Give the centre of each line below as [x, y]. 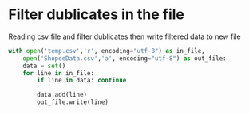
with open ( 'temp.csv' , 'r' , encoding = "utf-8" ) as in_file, [107, 51]
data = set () [44, 66]
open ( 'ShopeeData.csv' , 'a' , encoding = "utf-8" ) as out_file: [125, 58]
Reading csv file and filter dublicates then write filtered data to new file [125, 36]
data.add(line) [62, 95]
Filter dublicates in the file [97, 15]
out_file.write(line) [73, 102]
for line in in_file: [58, 73]
